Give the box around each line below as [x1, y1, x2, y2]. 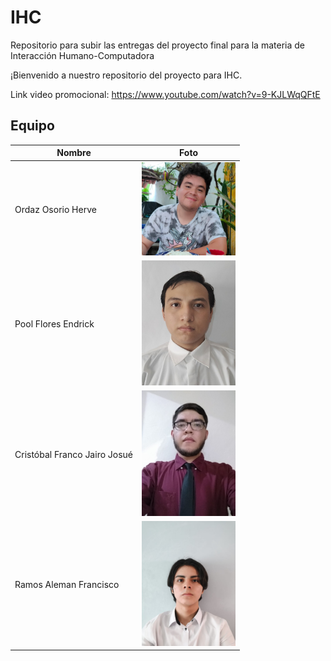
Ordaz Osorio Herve [14, 204, 97, 216]
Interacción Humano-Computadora [10, 49, 155, 61]
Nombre [56, 147, 92, 159]
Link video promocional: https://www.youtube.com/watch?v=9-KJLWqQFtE [10, 88, 321, 100]
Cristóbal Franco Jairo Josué [14, 448, 134, 460]
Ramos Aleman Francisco [14, 578, 120, 590]
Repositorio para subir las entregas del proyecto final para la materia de [10, 39, 305, 51]
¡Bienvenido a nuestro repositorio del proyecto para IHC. [10, 69, 243, 81]
